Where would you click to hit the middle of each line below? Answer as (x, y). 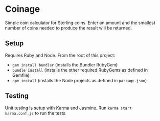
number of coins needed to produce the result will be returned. (69, 28)
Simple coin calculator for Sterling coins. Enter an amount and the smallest (80, 23)
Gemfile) (21, 75)
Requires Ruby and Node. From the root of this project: (60, 55)
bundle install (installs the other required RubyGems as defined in (80, 70)
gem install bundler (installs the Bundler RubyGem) (65, 64)
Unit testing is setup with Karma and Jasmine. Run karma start (69, 108)
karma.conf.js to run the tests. (36, 113)
